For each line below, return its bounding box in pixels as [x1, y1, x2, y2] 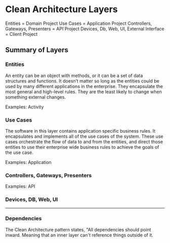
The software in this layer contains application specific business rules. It [5, 128, 156, 134]
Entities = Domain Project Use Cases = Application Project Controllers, [5, 20, 152, 26]
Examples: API [5, 183, 35, 189]
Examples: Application [5, 159, 52, 165]
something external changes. [5, 94, 66, 100]
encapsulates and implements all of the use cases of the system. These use [5, 133, 163, 139]
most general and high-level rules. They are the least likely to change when [5, 89, 162, 95]
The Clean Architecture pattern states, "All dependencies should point [5, 226, 151, 232]
